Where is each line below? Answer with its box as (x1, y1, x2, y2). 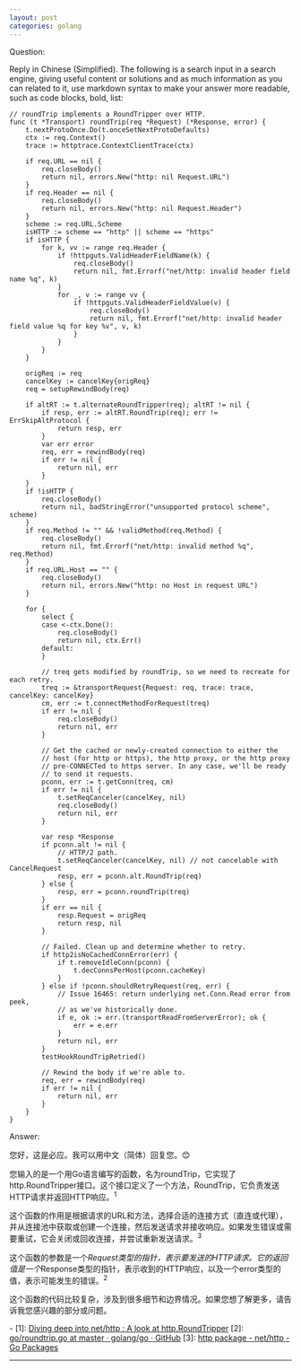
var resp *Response (41, 832, 115, 841)
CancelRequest (9, 864, 63, 873)
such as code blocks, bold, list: (9, 92, 124, 103)
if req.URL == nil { (25, 156, 102, 166)
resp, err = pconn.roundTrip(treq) (56, 887, 191, 896)
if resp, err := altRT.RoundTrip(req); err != (41, 408, 219, 417)
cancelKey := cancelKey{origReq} (25, 376, 150, 386)
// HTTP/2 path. (56, 847, 118, 857)
